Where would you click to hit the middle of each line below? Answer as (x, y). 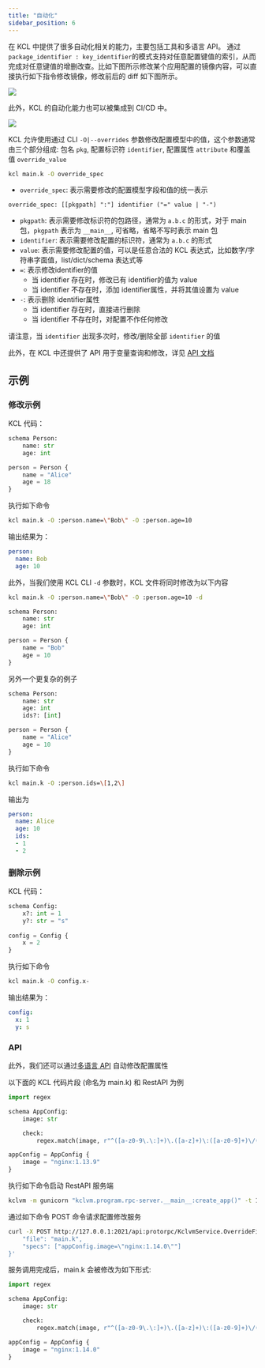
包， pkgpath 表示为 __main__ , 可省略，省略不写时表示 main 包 (119, 231)
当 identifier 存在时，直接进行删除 (86, 310)
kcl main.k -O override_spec (56, 174)
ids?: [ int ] (42, 716)
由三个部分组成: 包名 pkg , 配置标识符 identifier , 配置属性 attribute (118, 149)
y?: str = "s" (45, 921)
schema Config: (33, 906)
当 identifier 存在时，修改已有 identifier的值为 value (114, 280)
